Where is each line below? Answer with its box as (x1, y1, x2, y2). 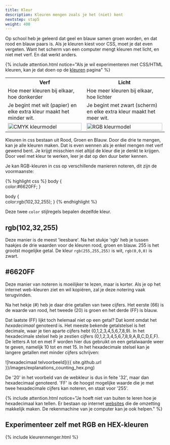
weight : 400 (5, 21, 30, 27)
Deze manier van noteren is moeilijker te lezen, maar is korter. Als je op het (5, 281, 161, 287)
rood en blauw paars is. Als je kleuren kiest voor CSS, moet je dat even (5, 41, 153, 47)
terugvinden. (5, 292, 32, 298)
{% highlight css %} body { (5, 178, 62, 184)
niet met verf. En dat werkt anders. (5, 52, 77, 58)
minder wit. (8, 115, 34, 122)
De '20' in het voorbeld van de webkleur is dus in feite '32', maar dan (5, 374, 149, 381)
